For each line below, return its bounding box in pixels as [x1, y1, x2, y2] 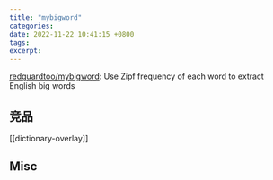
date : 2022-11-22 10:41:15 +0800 [9, 30, 135, 39]
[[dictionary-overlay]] [9, 133, 89, 143]
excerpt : [9, 47, 42, 56]
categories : [9, 21, 54, 30]
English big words [9, 81, 75, 91]
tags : [9, 38, 30, 47]
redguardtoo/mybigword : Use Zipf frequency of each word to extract [9, 71, 265, 81]
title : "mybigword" [9, 13, 83, 22]
